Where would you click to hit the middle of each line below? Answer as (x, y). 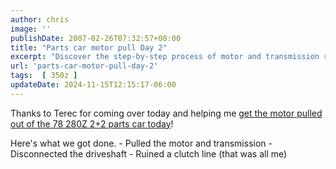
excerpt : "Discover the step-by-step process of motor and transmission (165, 57)
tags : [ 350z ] (44, 76)
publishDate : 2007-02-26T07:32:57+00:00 (96, 38)
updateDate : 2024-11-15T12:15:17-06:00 (93, 85)
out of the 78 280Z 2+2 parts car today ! (92, 123)
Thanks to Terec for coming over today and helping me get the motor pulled (166, 113)
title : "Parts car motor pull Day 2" (89, 47)
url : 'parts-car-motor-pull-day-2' (84, 66)
